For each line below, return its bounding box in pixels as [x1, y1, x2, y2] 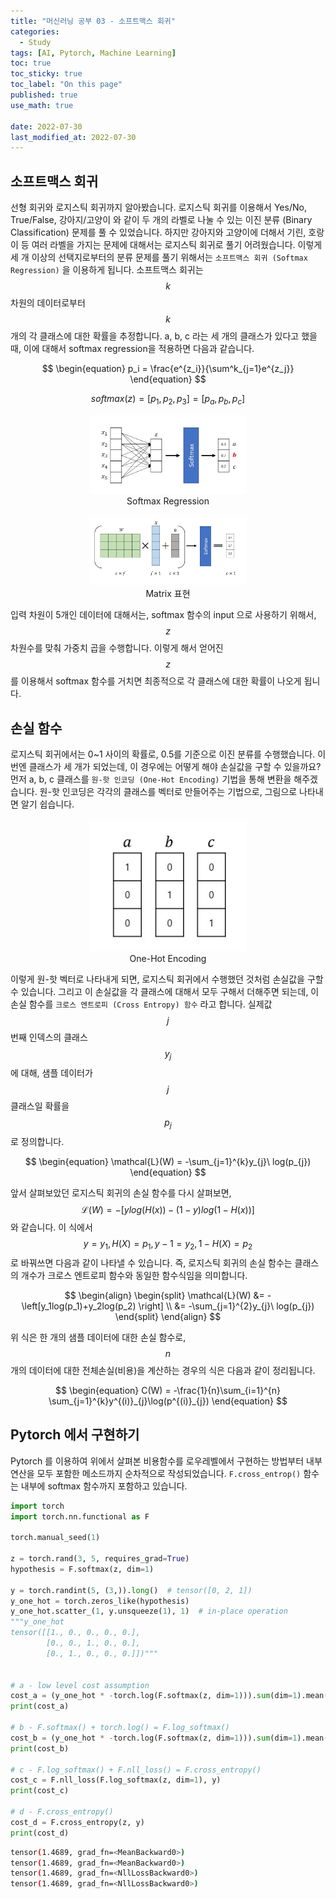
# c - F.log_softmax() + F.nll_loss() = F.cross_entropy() [10, 1765, 262, 1775]
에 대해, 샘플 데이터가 [10, 1067, 93, 1079]
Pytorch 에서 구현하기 [10, 1426, 140, 1444]
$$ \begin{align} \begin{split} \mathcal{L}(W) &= [64, 1289, 265, 1301]
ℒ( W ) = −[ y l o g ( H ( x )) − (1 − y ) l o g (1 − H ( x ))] [81, 1204, 255, 1216]
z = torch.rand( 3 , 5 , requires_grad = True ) [10, 1554, 190, 1564]
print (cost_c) [10, 1786, 70, 1796]
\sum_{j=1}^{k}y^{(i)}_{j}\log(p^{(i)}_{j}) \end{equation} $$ [48, 1395, 288, 1407]
